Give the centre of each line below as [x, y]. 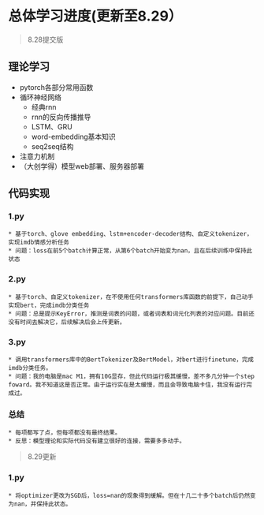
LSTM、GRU [52, 126]
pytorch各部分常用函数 [56, 87]
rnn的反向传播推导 [61, 117]
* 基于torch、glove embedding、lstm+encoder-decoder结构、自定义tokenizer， [130, 234]
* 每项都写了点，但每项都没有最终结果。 [65, 433]
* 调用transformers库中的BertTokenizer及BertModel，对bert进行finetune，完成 [131, 360]
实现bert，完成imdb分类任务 [49, 305]
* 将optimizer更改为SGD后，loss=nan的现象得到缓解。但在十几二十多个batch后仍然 [129, 495]
